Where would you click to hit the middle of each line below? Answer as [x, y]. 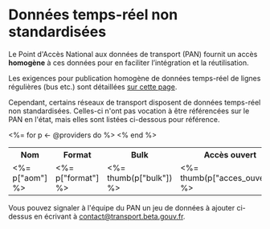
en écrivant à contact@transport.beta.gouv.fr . [110, 216]
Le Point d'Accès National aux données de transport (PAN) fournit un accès [133, 54]
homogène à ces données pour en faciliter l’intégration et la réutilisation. [129, 63]
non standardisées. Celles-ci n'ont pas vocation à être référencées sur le [129, 111]
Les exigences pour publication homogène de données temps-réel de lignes [135, 78]
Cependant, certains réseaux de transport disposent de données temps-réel [135, 102]
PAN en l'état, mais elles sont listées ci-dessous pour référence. [114, 119]
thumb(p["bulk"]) [140, 178]
